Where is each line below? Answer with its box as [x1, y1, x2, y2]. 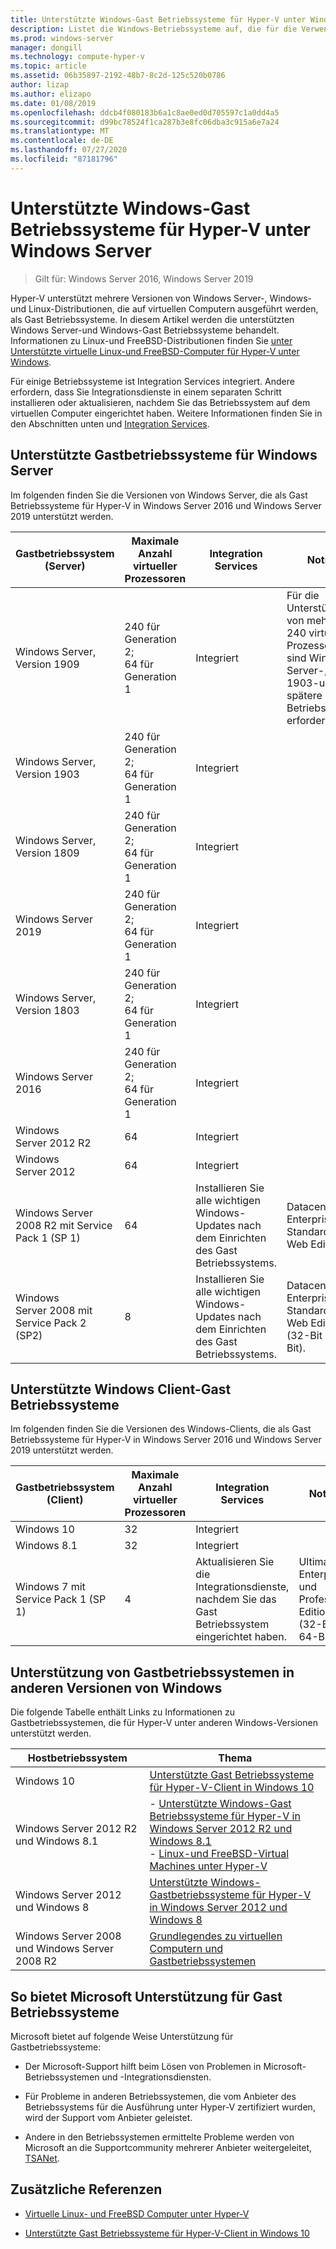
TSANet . [24, 2152, 60, 2164]
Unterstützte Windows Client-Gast [10, 1381, 232, 1398]
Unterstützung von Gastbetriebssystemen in [10, 1664, 295, 1681]
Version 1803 [15, 1003, 80, 1017]
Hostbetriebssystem [27, 1751, 128, 1765]
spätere [286, 688, 323, 702]
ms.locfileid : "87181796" [10, 154, 118, 164]
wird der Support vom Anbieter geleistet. [24, 2111, 193, 2123]
